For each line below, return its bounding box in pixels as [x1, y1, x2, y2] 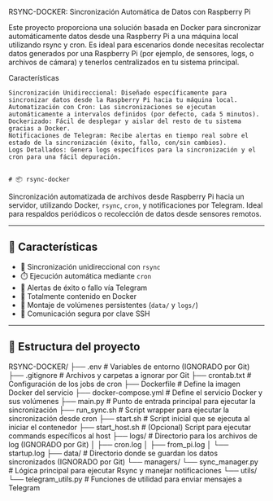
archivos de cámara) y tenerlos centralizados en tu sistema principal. [8, 57, 240, 67]
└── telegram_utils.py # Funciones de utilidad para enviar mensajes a [8, 474, 242, 484]
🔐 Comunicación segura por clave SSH [19, 309, 150, 319]
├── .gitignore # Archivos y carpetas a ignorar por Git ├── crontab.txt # [8, 370, 252, 380]
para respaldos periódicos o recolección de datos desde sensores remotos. [8, 209, 262, 218]
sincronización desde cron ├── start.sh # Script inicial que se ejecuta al [8, 413, 250, 423]
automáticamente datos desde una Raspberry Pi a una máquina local [8, 32, 239, 41]
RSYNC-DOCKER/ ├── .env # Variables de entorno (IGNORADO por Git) [8, 362, 250, 371]
